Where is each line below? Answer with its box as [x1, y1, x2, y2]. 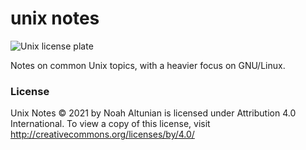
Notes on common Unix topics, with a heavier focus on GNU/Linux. [10, 59, 286, 71]
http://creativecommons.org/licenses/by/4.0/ [10, 128, 195, 141]
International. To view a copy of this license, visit [10, 118, 211, 130]
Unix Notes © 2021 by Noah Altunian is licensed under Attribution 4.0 [10, 107, 297, 119]
